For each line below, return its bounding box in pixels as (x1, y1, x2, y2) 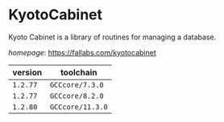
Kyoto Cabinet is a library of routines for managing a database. (8, 32, 217, 42)
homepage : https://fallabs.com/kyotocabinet (8, 47, 156, 57)
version (12, 67, 43, 78)
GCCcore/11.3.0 (49, 102, 108, 112)
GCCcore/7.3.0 (49, 80, 104, 89)
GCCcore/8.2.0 (49, 91, 104, 100)
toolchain (60, 67, 98, 78)
